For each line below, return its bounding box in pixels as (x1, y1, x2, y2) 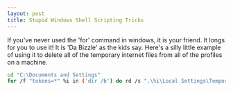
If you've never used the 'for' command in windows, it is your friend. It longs (7, 35, 225, 44)
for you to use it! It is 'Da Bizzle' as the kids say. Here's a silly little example (7, 43, 221, 51)
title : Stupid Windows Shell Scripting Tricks (7, 17, 144, 24)
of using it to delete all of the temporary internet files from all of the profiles (7, 50, 223, 59)
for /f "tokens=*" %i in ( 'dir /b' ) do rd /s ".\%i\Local (7, 78, 178, 85)
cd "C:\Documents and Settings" (7, 71, 101, 78)
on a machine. (7, 58, 48, 66)
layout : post (7, 10, 45, 17)
